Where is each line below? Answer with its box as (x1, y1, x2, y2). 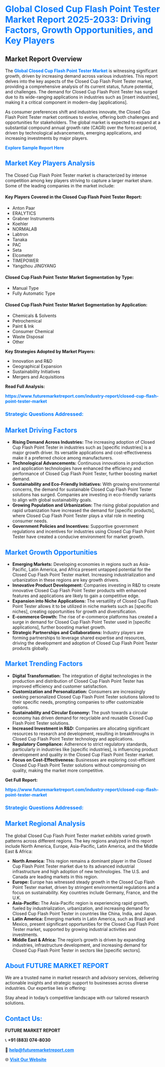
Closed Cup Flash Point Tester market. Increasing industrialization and (12, 571, 155, 577)
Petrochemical (12, 318, 42, 324)
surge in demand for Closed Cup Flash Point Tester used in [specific (12, 619, 151, 625)
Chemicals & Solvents (12, 313, 57, 319)
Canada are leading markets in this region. (12, 874, 99, 880)
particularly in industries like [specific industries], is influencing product (12, 746, 158, 752)
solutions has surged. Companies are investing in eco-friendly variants (12, 492, 156, 498)
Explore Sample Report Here (5, 145, 64, 150)
